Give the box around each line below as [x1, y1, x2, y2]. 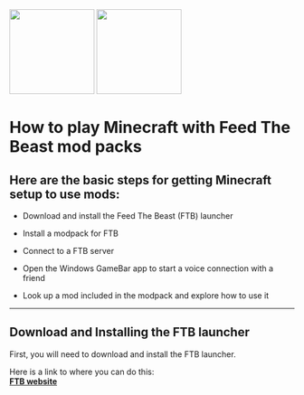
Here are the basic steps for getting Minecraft [9, 172, 271, 188]
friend [22, 273, 45, 283]
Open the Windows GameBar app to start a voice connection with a [22, 263, 274, 274]
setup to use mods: [9, 186, 120, 202]
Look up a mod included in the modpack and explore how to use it [22, 290, 270, 301]
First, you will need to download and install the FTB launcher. [9, 348, 237, 360]
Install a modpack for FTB [22, 228, 119, 239]
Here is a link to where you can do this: [9, 366, 155, 377]
